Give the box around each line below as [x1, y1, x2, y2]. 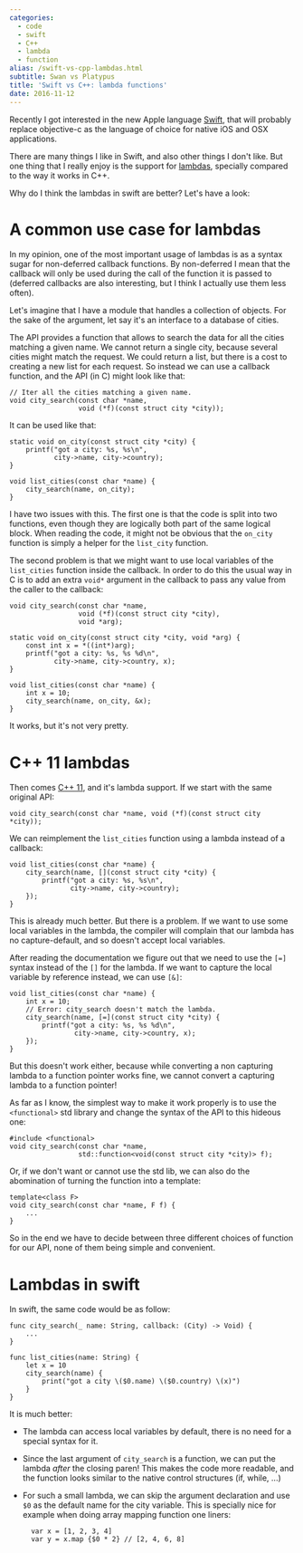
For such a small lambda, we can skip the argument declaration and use [22, 1491, 291, 1501]
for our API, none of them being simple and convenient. [9, 1242, 215, 1253]
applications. [9, 133, 57, 144]
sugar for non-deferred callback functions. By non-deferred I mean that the [9, 259, 291, 270]
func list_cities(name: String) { [9, 1353, 140, 1363]
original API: [9, 791, 55, 802]
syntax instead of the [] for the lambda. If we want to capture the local [9, 962, 273, 973]
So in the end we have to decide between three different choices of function [9, 1232, 294, 1243]
